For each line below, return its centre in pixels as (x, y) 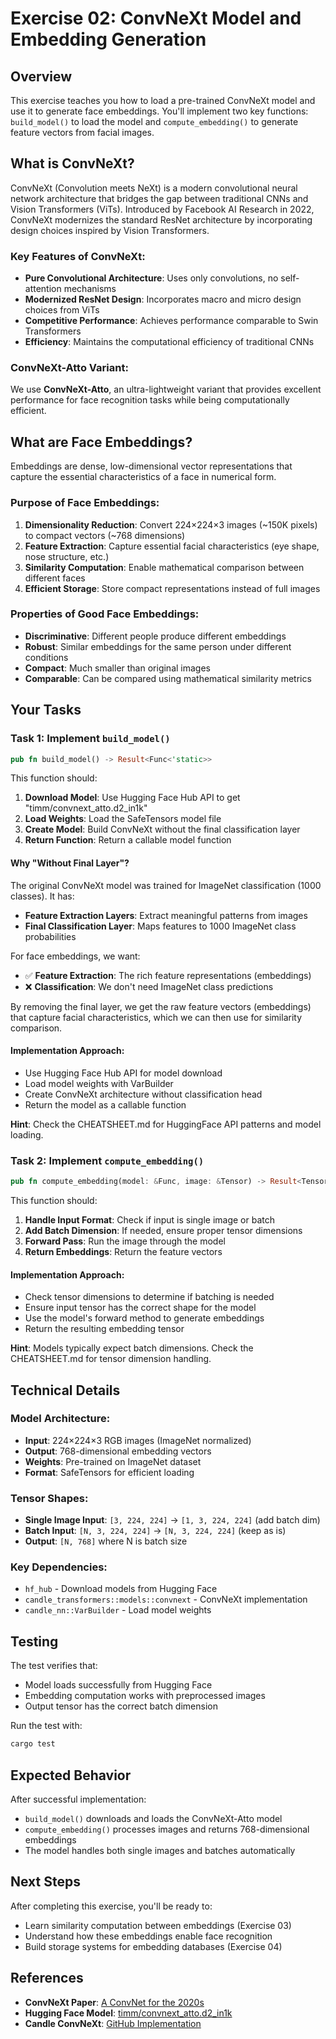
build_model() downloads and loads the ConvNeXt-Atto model (153, 1818)
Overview (41, 76)
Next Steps (45, 1882)
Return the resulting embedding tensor (104, 1329)
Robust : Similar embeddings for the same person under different (158, 646)
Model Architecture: (60, 1419)
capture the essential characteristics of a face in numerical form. (143, 477)
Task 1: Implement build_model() (90, 739)
